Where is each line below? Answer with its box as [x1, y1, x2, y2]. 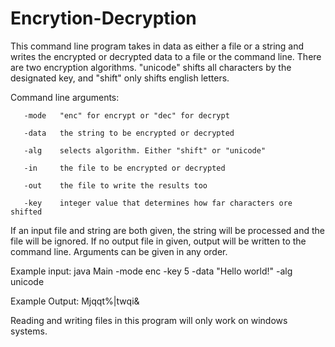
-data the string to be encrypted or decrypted [23, 128, 235, 138]
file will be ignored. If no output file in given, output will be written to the [10, 235, 307, 247]
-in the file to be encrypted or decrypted [23, 163, 226, 173]
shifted [10, 207, 43, 217]
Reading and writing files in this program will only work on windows [10, 314, 288, 326]
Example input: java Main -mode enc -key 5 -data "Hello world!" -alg [10, 265, 293, 277]
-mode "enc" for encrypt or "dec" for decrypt [23, 110, 230, 121]
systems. [10, 325, 48, 337]
